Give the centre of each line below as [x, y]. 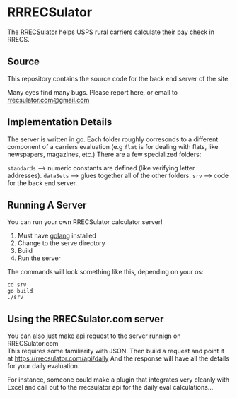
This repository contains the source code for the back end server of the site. [118, 78]
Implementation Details [60, 122]
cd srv [17, 285]
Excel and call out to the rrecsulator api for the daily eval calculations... [110, 387]
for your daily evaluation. [44, 366]
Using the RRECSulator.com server [86, 319]
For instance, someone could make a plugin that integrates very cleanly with [118, 380]
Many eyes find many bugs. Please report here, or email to [93, 92]
